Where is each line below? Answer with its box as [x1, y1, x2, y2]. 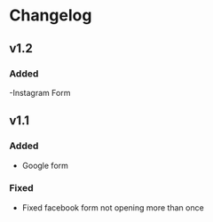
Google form [21, 160, 69, 170]
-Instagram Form [9, 87, 71, 98]
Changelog [9, 5, 92, 26]
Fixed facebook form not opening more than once [21, 202, 204, 213]
